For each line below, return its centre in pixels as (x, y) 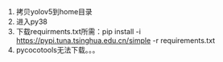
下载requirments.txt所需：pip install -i (78, 31)
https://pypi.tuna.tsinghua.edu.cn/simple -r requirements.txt (116, 41)
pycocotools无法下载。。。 (58, 50)
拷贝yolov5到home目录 (54, 12)
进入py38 (32, 21)
